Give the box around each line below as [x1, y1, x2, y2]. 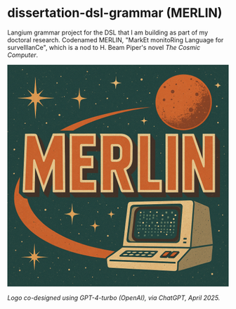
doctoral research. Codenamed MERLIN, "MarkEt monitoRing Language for [7, 35, 224, 44]
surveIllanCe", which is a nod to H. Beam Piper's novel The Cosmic [7, 43, 201, 51]
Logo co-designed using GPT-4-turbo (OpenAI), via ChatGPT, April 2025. [7, 294, 221, 302]
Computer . [7, 51, 39, 59]
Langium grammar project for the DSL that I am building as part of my [7, 28, 209, 37]
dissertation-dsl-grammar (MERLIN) [7, 5, 223, 21]
